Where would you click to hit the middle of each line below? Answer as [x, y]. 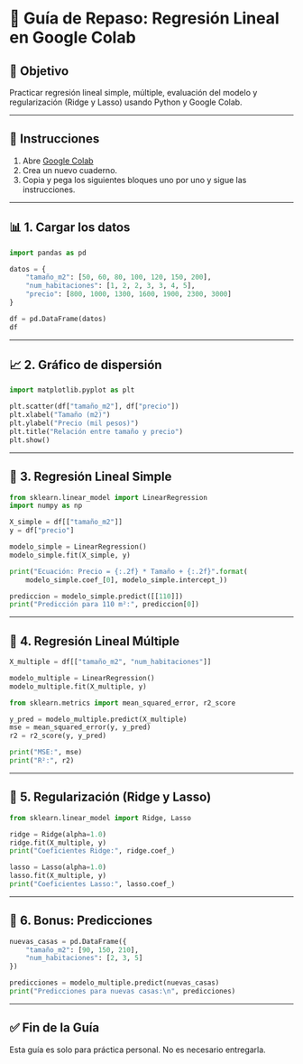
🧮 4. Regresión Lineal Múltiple [95, 641]
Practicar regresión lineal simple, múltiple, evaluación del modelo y [133, 93]
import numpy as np [46, 506]
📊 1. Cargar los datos [70, 228]
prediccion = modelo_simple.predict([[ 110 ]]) [96, 596]
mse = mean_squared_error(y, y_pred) [80, 727]
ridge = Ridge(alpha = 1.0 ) [58, 834]
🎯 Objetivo [39, 71]
